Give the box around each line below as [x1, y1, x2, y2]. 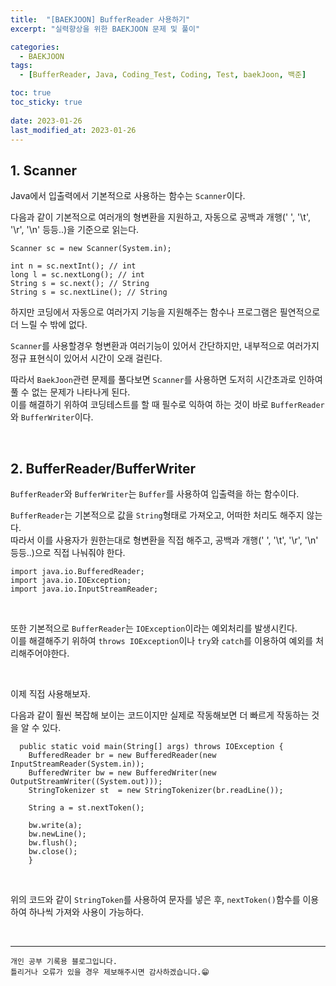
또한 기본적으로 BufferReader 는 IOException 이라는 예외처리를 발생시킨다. [10, 622, 298, 634]
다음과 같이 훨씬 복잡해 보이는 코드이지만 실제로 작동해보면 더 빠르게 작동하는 [10, 709, 310, 721]
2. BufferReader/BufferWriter [10, 460, 196, 477]
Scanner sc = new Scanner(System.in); [10, 244, 172, 254]
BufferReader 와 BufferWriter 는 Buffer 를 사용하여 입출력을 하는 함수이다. [10, 488, 300, 500]
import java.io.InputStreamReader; [10, 584, 159, 594]
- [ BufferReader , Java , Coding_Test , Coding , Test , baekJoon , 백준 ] [19, 70, 307, 80]
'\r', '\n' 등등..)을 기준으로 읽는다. [10, 224, 140, 236]
